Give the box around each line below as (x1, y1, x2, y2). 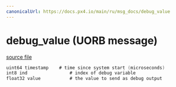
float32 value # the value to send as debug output (6, 76, 162, 82)
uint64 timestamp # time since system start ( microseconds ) (6, 65, 165, 71)
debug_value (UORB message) (6, 34, 158, 47)
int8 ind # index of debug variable (6, 70, 136, 76)
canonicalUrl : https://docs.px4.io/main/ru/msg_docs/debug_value (6, 8, 170, 15)
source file (6, 53, 32, 61)
